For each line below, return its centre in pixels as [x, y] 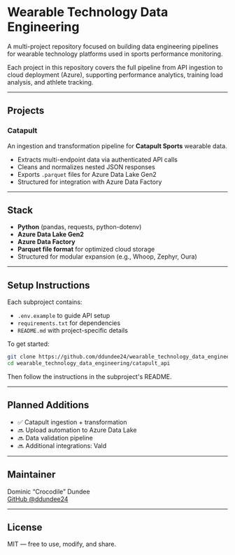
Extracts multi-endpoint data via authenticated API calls [98, 159]
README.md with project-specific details [72, 331]
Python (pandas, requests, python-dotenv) [79, 227]
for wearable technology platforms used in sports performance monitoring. [115, 54]
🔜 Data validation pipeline [55, 438]
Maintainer [31, 475]
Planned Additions [48, 405]
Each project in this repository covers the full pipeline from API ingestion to [115, 67]
